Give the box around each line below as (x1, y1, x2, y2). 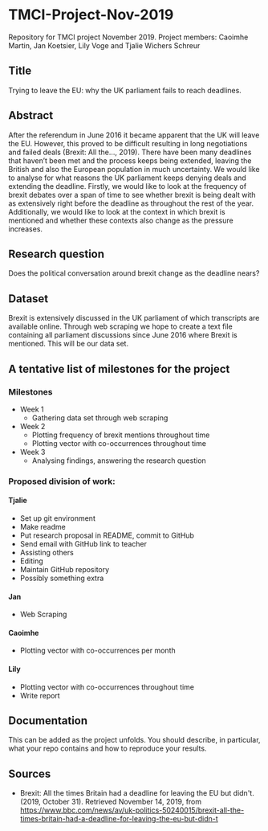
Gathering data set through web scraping (31, 412, 169, 423)
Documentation (8, 714, 88, 727)
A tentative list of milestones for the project (8, 362, 230, 375)
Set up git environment (19, 514, 96, 523)
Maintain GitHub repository (19, 565, 110, 574)
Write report (19, 690, 60, 700)
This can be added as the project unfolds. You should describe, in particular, (8, 735, 261, 745)
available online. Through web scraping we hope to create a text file (8, 321, 233, 331)
